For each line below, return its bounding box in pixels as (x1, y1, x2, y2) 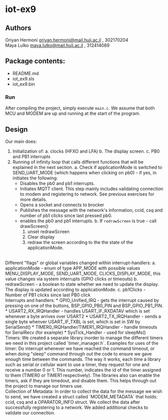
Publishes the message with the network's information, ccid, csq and (20, 207, 163, 213)
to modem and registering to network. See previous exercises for (20, 191, 154, 197)
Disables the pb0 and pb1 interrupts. (20, 180, 95, 186)
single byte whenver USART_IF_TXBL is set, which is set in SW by (5, 319, 140, 325)
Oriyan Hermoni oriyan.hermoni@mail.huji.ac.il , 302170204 (5, 37, 129, 43)
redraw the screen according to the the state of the (27, 239, 133, 245)
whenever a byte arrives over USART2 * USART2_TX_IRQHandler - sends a (5, 313, 161, 319)
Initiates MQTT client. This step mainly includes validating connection (20, 186, 163, 192)
